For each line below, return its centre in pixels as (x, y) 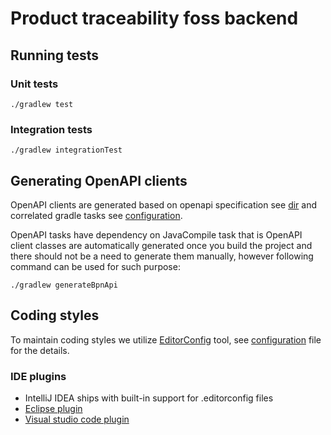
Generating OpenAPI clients (99, 180)
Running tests (55, 55)
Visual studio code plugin (77, 419)
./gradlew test (42, 104)
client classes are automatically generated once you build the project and (161, 245)
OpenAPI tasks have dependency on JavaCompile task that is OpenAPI (156, 234)
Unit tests (34, 84)
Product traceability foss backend (154, 18)
